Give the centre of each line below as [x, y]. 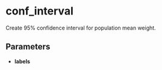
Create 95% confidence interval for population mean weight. [81, 28]
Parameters [28, 47]
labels [22, 61]
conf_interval [39, 11]
